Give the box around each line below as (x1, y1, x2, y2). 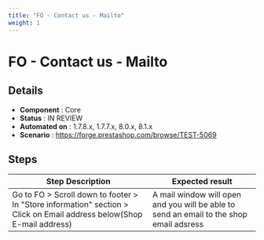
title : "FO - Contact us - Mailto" (8, 11, 125, 20)
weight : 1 (8, 19, 41, 27)
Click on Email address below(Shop (12, 209, 143, 220)
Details (8, 84, 43, 98)
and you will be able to (152, 199, 236, 210)
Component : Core (19, 105, 81, 114)
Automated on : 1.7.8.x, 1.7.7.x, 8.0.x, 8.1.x (19, 121, 153, 131)
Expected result (171, 176, 233, 187)
